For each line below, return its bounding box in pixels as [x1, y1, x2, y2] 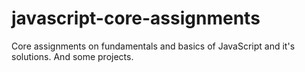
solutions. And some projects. [11, 50, 134, 62]
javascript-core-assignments [11, 7, 261, 30]
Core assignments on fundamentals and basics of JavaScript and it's [11, 40, 296, 52]
